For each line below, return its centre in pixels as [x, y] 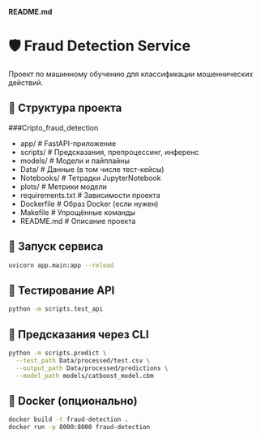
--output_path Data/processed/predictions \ [92, 368]
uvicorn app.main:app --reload [61, 265]
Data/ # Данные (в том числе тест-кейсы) [92, 169]
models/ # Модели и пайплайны [75, 161]
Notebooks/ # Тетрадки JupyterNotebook [90, 178]
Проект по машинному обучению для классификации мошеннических [131, 74]
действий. [26, 82]
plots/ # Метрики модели [64, 187]
